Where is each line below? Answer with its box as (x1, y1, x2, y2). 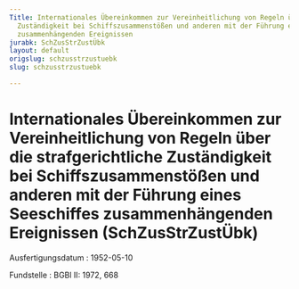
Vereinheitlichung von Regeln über (9, 128, 271, 148)
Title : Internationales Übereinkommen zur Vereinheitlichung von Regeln (9, 12, 285, 22)
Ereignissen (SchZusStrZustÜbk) (9, 223, 259, 244)
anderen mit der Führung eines (9, 185, 242, 205)
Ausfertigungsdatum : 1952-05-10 (9, 252, 133, 263)
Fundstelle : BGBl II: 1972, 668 (9, 269, 118, 280)
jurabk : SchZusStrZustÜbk (9, 37, 105, 47)
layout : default (9, 46, 69, 55)
